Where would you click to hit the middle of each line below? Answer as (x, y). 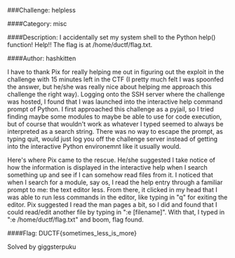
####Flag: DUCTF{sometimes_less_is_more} (72, 233)
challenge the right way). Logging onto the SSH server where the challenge (116, 94)
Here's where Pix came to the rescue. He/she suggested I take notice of (111, 160)
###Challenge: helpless (41, 10)
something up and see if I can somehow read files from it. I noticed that (110, 175)
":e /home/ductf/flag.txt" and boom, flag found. (75, 219)
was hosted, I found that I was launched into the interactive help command (115, 102)
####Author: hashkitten (42, 58)
